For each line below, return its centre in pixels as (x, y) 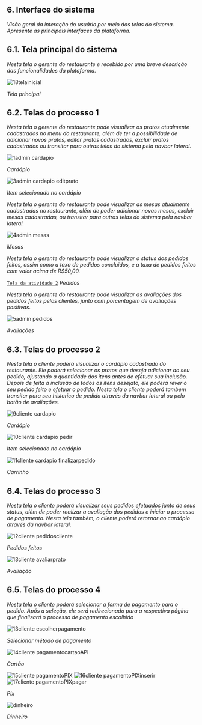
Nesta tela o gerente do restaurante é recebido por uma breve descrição (97, 64)
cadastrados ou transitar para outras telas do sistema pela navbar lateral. (99, 146)
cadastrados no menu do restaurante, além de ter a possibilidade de (92, 133)
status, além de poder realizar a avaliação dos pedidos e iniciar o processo (101, 512)
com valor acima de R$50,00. (44, 271)
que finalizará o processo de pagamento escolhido (70, 617)
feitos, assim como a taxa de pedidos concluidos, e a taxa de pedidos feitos (101, 265)
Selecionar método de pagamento (49, 640)
